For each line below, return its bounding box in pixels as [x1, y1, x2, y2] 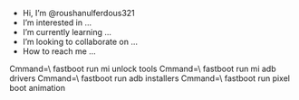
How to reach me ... [22, 46, 97, 57]
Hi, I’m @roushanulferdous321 [22, 8, 136, 18]
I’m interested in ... [22, 17, 92, 28]
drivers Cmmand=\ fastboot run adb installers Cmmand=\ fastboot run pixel [9, 73, 290, 84]
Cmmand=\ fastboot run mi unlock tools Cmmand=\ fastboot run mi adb [9, 63, 276, 74]
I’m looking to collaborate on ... [22, 36, 139, 47]
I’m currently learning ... [22, 27, 111, 37]
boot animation [9, 83, 66, 93]
